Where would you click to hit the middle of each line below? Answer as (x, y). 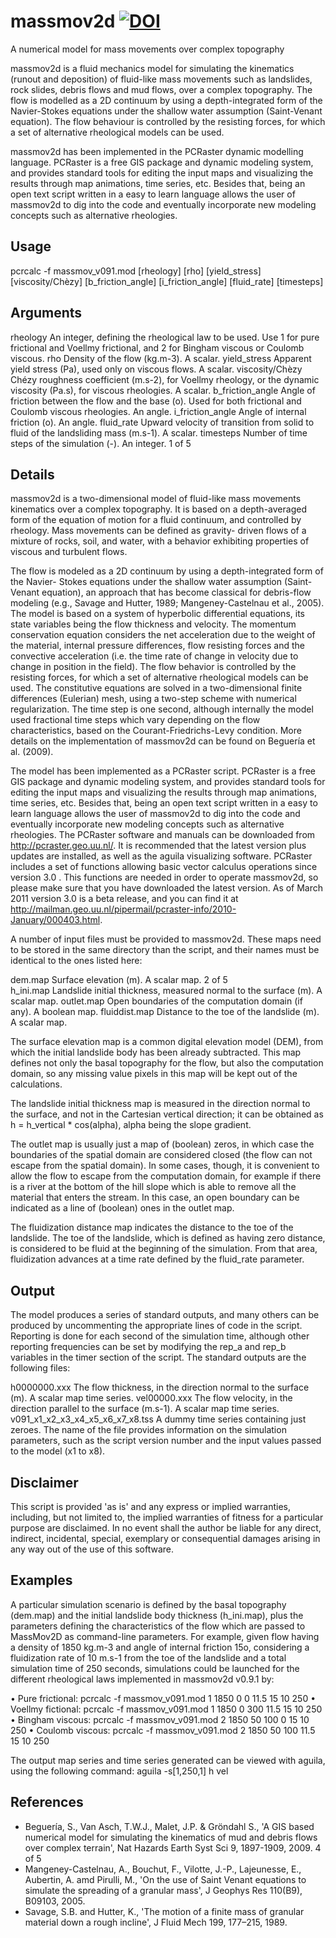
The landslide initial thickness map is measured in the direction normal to (160, 1104)
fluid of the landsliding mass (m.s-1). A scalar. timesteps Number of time (159, 432)
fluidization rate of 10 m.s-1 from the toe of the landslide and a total (148, 1657)
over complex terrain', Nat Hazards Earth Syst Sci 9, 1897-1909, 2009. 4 (173, 1847)
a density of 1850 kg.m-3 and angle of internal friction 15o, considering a (160, 1647)
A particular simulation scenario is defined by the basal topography (148, 1604)
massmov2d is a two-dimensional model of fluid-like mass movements (156, 499)
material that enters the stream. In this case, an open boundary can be (155, 1197)
